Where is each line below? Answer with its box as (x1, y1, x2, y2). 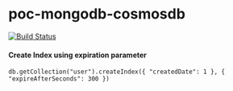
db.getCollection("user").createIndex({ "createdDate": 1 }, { (8, 68, 226, 77)
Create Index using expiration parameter (8, 50, 148, 60)
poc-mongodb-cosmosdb (8, 5, 185, 23)
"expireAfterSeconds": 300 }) (8, 75, 110, 83)
